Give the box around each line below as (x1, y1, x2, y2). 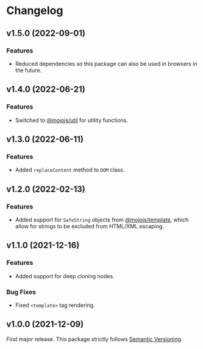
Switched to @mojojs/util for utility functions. (15, 117, 129, 124)
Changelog (6, 4, 63, 18)
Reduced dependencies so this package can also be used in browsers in (15, 60, 198, 67)
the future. (15, 67, 42, 74)
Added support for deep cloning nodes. (15, 272, 115, 279)
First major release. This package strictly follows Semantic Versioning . (6, 335, 183, 342)
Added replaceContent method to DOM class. (15, 166, 125, 174)
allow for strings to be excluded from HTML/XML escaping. (15, 222, 165, 229)
